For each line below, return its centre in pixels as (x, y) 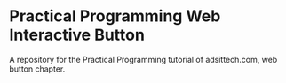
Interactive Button (77, 35)
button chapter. (37, 69)
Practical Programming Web (115, 16)
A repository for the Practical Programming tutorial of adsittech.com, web (143, 59)
